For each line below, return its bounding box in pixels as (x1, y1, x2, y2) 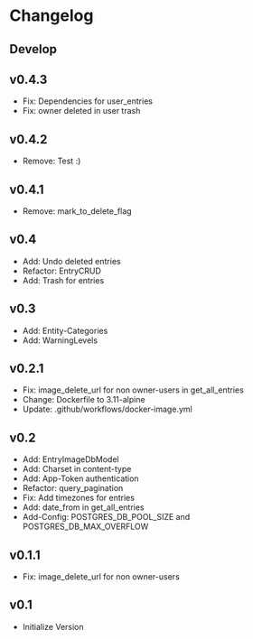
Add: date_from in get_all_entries (22, 502, 145, 513)
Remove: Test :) (22, 155, 81, 167)
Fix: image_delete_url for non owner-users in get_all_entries (22, 384, 244, 395)
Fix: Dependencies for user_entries (22, 96, 154, 106)
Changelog (9, 5, 94, 26)
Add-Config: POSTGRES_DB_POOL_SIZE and (22, 512, 191, 523)
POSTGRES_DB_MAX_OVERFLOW (22, 521, 149, 532)
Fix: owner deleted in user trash (22, 106, 141, 116)
